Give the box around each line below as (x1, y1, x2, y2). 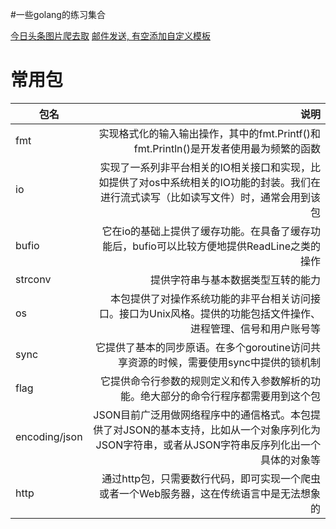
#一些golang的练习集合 (10, 9, 106, 20)
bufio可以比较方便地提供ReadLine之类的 (132, 239, 321, 253)
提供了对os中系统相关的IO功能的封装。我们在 (108, 175, 321, 189)
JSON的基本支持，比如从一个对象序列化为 (123, 423, 321, 437)
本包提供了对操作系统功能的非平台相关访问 (109, 291, 311, 305)
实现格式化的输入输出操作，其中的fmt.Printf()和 (98, 126, 321, 140)
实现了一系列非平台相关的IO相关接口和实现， (99, 160, 311, 174)
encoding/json (15, 429, 83, 443)
